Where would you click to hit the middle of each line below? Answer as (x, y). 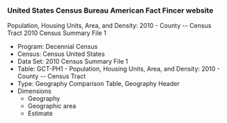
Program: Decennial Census (57, 47)
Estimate (40, 113)
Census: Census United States (61, 54)
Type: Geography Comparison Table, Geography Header (98, 84)
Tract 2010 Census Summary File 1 (57, 33)
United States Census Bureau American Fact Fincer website (110, 10)
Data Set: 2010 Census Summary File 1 (73, 61)
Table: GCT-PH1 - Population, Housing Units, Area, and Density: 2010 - (119, 69)
